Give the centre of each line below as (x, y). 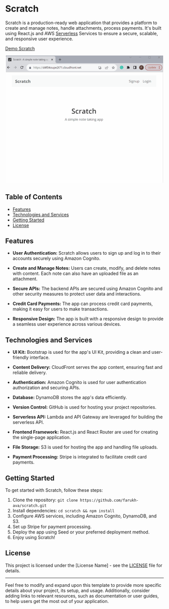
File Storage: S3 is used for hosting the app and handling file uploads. (85, 447)
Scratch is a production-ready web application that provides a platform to (81, 23)
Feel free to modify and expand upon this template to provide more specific (83, 585)
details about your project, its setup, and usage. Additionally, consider (77, 590)
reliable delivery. (29, 372)
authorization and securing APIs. (46, 388)
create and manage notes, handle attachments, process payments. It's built (83, 28)
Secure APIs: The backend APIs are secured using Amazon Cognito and (87, 289)
